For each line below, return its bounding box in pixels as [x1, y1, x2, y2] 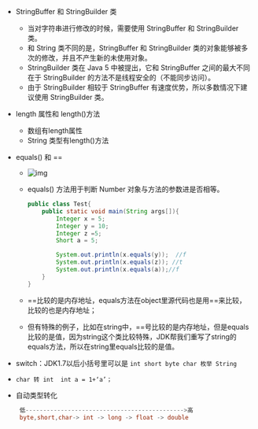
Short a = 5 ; [55, 237, 98, 245]
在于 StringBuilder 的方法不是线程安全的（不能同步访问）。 [27, 73, 215, 82]
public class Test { [27, 200, 92, 208]
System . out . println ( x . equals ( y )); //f [55, 251, 186, 259]
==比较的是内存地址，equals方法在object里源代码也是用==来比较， [27, 295, 246, 305]
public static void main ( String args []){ [42, 207, 179, 215]
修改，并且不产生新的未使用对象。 [41, 54, 152, 62]
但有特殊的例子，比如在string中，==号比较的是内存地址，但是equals [27, 322, 249, 331]
